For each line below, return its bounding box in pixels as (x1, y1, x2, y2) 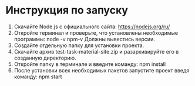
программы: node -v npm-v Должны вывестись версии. (14, 35, 155, 42)
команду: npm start (14, 73, 62, 80)
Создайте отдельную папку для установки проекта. (14, 42, 144, 49)
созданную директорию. (14, 54, 76, 61)
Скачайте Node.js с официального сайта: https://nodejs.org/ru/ (14, 23, 170, 30)
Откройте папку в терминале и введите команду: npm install (14, 60, 166, 68)
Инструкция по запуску (5, 4, 129, 17)
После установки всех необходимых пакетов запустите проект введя (14, 67, 190, 74)
